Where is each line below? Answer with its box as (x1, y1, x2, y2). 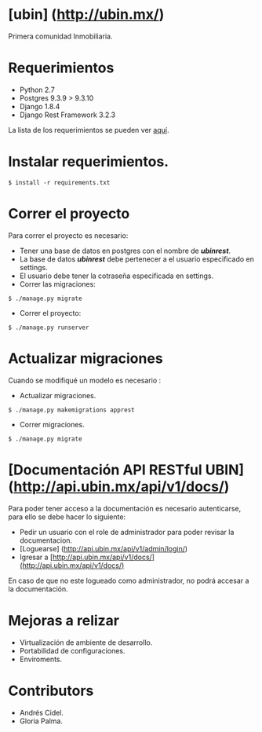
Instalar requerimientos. (8, 153, 169, 170)
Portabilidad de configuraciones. (19, 646, 126, 655)
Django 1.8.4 (19, 101, 60, 111)
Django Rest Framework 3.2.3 (19, 110, 116, 119)
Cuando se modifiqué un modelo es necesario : (8, 375, 162, 385)
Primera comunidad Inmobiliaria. (8, 31, 113, 41)
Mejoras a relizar (8, 611, 120, 629)
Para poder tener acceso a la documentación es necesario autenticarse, (8, 503, 242, 513)
